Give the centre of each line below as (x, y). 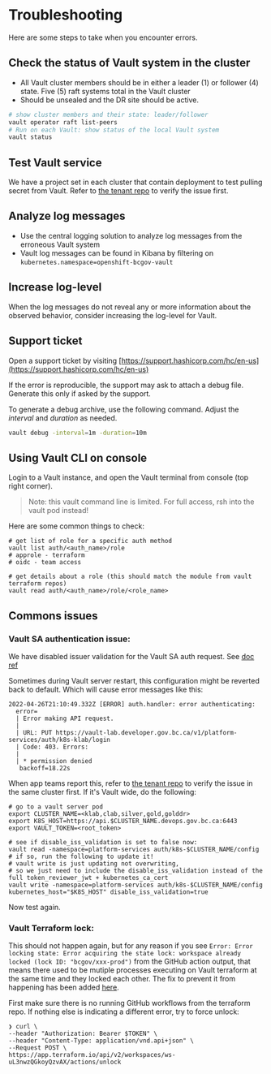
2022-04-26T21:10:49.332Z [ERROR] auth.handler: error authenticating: (132, 704)
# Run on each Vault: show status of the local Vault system (114, 130)
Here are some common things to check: (76, 526)
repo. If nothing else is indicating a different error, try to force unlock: (124, 1011)
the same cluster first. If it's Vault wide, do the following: (103, 791)
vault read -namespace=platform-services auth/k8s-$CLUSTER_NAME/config (134, 849)
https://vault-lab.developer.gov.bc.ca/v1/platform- (146, 732)
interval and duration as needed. (63, 418)
